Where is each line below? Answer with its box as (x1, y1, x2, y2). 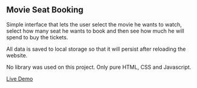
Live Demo (6, 75, 33, 82)
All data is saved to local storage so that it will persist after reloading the (6, 45, 186, 52)
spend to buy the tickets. (6, 33, 68, 41)
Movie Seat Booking (6, 5, 84, 15)
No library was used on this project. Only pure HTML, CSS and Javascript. (6, 63, 192, 71)
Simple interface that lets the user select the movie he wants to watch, (6, 20, 182, 28)
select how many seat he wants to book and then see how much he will (6, 27, 185, 34)
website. (6, 51, 28, 59)
